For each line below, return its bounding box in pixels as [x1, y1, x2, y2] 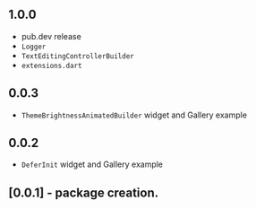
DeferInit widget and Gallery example [21, 159, 163, 170]
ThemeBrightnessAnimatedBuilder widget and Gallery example [21, 109, 248, 120]
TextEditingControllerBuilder [21, 51, 135, 61]
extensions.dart [21, 61, 82, 70]
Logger [21, 42, 47, 51]
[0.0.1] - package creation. [8, 185, 159, 200]
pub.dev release [21, 30, 81, 41]
